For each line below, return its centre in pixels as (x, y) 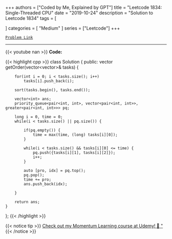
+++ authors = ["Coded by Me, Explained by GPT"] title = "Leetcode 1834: (84, 7)
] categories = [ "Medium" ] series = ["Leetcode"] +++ (63, 28)
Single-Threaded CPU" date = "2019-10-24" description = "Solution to (79, 13)
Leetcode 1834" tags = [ (31, 18)
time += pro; (38, 180)
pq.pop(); (34, 175)
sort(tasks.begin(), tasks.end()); (52, 90)
